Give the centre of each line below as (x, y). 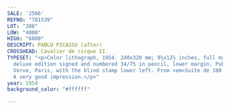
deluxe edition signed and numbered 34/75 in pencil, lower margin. (113, 64)
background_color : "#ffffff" (49, 89)
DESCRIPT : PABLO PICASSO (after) (55, 45)
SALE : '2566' (26, 13)
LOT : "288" (23, 26)
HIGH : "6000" (26, 39)
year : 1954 (23, 83)
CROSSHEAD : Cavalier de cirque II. (58, 52)
